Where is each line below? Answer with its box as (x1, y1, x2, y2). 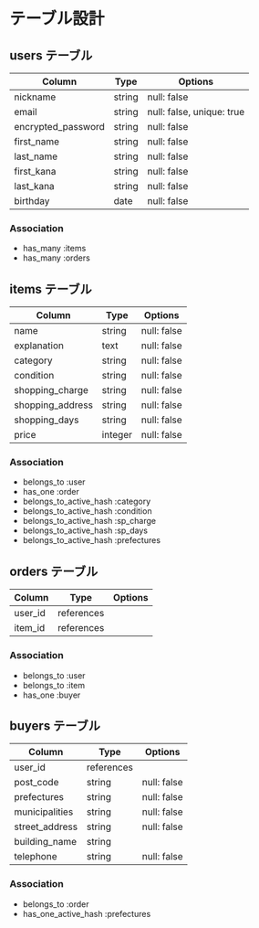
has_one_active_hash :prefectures (22, 908, 151, 919)
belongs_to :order (22, 898, 89, 910)
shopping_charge (14, 384, 89, 397)
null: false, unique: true (147, 106, 244, 118)
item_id (14, 622, 46, 635)
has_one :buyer (22, 689, 81, 700)
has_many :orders (22, 252, 91, 263)
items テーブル (9, 281, 93, 297)
